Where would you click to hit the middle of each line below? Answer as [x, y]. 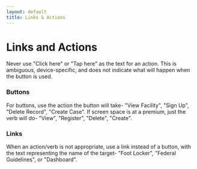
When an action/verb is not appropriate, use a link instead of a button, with [98, 147]
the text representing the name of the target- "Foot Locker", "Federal [91, 153]
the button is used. [29, 76]
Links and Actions [52, 47]
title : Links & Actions [36, 17]
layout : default [26, 12]
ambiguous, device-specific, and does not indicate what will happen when [98, 70]
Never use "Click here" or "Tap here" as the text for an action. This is [92, 64]
